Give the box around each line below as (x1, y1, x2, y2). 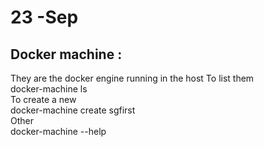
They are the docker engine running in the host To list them (10, 72, 255, 84)
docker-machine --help (10, 126, 107, 137)
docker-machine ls (10, 83, 88, 95)
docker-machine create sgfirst (10, 104, 136, 116)
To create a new (10, 94, 77, 105)
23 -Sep (10, 6, 79, 29)
